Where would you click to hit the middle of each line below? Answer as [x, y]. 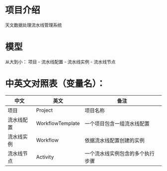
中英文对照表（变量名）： [55, 84]
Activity [45, 157]
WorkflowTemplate [58, 123]
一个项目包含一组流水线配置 [117, 124]
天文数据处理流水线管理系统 [34, 25]
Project [44, 110]
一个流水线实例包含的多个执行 [120, 154]
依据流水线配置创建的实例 [115, 140]
